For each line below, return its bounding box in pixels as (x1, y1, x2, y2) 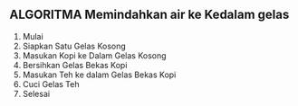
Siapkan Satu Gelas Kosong (22, 40, 127, 51)
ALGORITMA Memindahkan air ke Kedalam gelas (9, 7, 290, 22)
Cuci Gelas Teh (22, 78, 80, 89)
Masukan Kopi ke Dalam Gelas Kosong (22, 49, 167, 61)
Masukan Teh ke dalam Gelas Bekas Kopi (22, 69, 177, 80)
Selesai (22, 88, 51, 99)
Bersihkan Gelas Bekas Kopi (22, 59, 128, 70)
